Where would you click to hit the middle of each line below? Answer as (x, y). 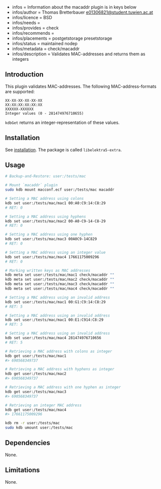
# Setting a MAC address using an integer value (55, 252)
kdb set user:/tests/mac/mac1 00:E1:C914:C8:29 (54, 320)
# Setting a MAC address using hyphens (46, 217)
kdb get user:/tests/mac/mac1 (36, 356)
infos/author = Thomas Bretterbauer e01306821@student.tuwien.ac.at (82, 12)
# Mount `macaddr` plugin (31, 185)
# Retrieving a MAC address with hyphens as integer (60, 369)
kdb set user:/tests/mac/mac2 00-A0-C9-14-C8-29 (55, 221)
